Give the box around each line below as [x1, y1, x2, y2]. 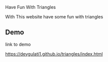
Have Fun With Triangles [5, 4, 56, 10]
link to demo [5, 41, 31, 47]
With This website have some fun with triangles [5, 14, 103, 19]
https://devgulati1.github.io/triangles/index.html [5, 51, 103, 57]
